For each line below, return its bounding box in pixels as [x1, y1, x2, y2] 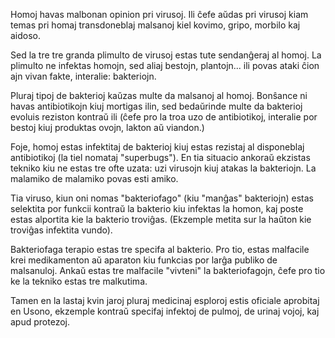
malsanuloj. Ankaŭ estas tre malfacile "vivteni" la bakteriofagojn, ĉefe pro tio [10, 265, 326, 276]
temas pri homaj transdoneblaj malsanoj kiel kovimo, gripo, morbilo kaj [10, 19, 301, 31]
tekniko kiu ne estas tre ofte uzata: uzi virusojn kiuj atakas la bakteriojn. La [10, 162, 317, 174]
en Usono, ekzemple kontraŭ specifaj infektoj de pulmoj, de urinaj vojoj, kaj [10, 305, 320, 317]
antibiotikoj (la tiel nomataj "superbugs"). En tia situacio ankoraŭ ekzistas [10, 152, 311, 163]
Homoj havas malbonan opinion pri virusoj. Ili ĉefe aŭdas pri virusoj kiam [10, 9, 309, 20]
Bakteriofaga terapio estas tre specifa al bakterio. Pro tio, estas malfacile [10, 244, 310, 255]
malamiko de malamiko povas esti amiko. [10, 173, 179, 184]
